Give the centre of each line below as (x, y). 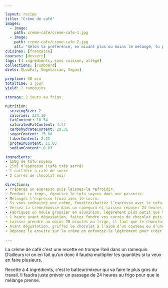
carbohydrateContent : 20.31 (39, 130)
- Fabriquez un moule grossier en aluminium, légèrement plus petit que (82, 213)
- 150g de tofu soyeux (29, 162)
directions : (17, 184)
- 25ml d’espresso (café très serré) (44, 166)
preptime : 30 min (23, 79)
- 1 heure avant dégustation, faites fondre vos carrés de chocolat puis (84, 217)
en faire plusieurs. (24, 260)
